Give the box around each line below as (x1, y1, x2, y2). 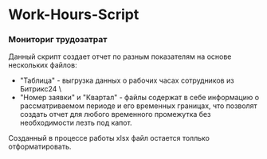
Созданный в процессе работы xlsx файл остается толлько (8, 134, 210, 143)
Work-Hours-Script (8, 6, 139, 24)
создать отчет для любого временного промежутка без (19, 110, 211, 119)
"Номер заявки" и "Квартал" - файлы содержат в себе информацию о (19, 93, 260, 103)
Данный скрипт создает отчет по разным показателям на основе (8, 52, 232, 61)
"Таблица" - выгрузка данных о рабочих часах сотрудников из (19, 76, 234, 85)
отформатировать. (8, 142, 72, 152)
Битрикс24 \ (19, 84, 62, 94)
